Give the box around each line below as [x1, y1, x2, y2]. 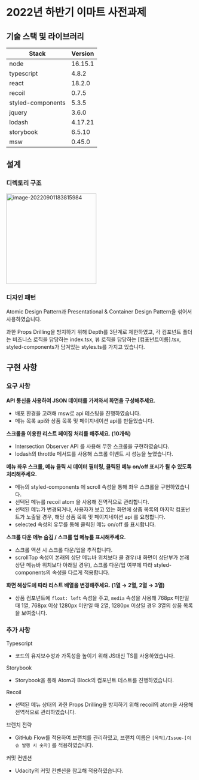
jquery [9, 109, 27, 116]
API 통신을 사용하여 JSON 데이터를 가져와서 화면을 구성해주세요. [6, 397, 156, 404]
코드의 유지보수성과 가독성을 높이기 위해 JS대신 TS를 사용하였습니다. [14, 652, 175, 659]
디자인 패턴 [6, 293, 36, 301]
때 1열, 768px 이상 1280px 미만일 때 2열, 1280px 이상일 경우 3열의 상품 [14, 602, 182, 609]
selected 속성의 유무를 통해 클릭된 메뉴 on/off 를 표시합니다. [14, 521, 157, 528]
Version [71, 49, 94, 58]
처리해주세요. [6, 470, 37, 477]
